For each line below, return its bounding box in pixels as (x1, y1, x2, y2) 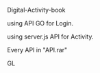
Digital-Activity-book (7, 6, 66, 14)
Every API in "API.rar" (7, 46, 68, 54)
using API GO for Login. (7, 19, 74, 27)
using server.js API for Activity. (7, 32, 94, 41)
